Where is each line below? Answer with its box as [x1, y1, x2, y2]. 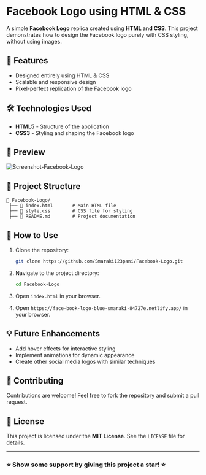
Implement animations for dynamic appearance [15, 351, 135, 358]
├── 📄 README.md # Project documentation [9, 214, 136, 220]
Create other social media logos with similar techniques [15, 358, 156, 365]
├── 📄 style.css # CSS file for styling [9, 208, 133, 214]
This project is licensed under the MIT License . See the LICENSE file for [6, 433, 185, 440]
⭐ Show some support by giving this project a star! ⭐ [6, 460, 166, 469]
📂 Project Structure [6, 181, 81, 191]
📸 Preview [6, 147, 45, 157]
